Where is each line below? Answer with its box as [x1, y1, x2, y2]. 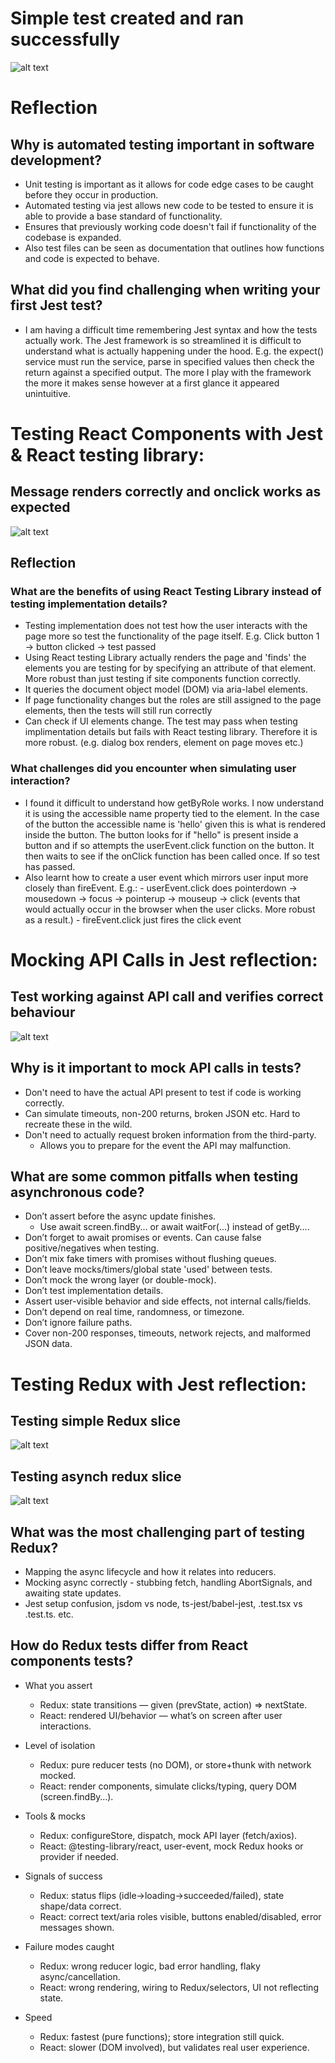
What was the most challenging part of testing [10, 1523, 306, 1541]
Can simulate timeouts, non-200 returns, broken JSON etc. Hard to [24, 1107, 301, 1119]
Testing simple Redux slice [10, 1412, 181, 1429]
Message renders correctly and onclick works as [10, 483, 322, 501]
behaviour [10, 1004, 76, 1021]
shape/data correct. [39, 1900, 122, 1912]
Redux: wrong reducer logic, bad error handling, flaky [39, 1960, 261, 1972]
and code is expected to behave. [24, 252, 160, 264]
